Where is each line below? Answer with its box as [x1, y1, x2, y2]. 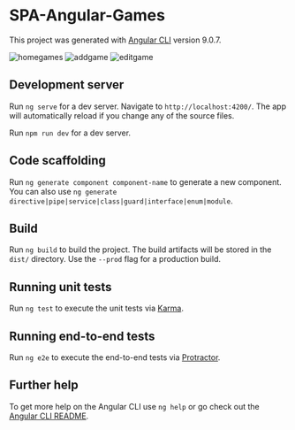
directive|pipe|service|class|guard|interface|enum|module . [9, 196, 233, 206]
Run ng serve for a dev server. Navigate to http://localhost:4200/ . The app [9, 101, 287, 111]
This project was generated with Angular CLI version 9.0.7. [9, 35, 222, 45]
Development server [9, 77, 125, 93]
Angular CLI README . [9, 411, 89, 421]
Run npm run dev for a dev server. [9, 127, 131, 138]
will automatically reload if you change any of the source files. [9, 110, 235, 120]
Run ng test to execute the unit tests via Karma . [9, 303, 184, 314]
